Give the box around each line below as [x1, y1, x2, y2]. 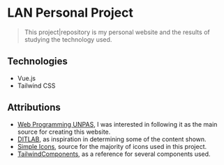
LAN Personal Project [7, 5, 134, 21]
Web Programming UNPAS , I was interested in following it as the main [17, 120, 218, 128]
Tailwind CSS [17, 81, 56, 90]
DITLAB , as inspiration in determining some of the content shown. [17, 134, 207, 143]
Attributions [7, 102, 61, 113]
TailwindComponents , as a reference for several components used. [17, 150, 211, 158]
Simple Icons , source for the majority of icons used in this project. [17, 142, 207, 150]
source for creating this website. [17, 127, 111, 136]
